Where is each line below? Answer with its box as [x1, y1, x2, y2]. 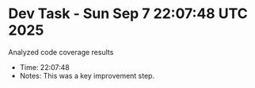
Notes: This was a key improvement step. [19, 71, 155, 80]
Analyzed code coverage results [8, 47, 114, 57]
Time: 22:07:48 [19, 62, 70, 71]
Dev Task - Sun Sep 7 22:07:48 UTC [8, 5, 248, 23]
